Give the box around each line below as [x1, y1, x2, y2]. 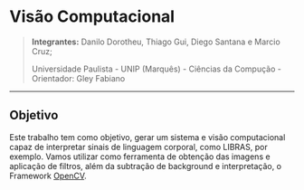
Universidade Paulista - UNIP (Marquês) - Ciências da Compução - [31, 63, 282, 74]
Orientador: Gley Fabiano [31, 72, 126, 83]
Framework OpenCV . [9, 170, 88, 181]
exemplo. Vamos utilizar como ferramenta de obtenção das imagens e [9, 151, 271, 162]
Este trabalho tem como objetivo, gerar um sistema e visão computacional [9, 131, 286, 142]
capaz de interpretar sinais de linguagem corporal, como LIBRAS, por [9, 141, 269, 152]
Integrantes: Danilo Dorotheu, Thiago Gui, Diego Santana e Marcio [31, 36, 280, 47]
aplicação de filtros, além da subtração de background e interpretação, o [9, 160, 282, 171]
